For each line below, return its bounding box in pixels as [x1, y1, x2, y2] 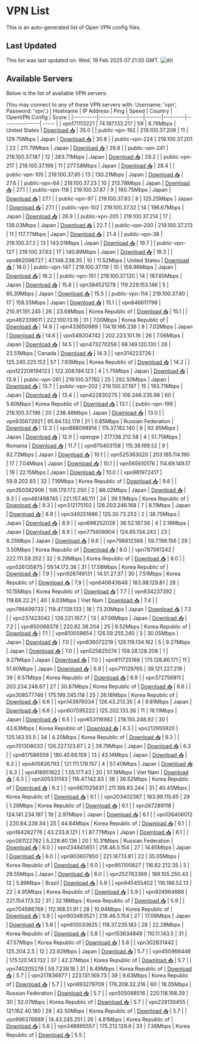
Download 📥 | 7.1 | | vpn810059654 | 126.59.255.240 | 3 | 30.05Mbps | [6, 629, 179, 637]
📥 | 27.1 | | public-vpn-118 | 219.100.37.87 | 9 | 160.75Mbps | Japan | [6, 186, 171, 193]
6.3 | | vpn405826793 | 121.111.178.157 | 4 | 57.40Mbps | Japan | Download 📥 [6, 760, 193, 767]
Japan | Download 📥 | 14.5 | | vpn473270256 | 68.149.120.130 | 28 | [6, 340, 171, 347]
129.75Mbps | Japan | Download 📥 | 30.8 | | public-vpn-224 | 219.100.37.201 [6, 135, 192, 143]
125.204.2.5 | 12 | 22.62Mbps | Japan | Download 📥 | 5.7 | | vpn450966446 [6, 948, 191, 955]
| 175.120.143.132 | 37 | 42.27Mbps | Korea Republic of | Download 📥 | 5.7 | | [6, 956, 192, 964]
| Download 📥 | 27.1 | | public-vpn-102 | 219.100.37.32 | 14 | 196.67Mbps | [6, 204, 184, 211]
